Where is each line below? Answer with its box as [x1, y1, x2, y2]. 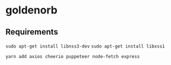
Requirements [5, 27, 58, 37]
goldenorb [5, 4, 58, 17]
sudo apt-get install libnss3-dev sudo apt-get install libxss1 [5, 43, 165, 49]
